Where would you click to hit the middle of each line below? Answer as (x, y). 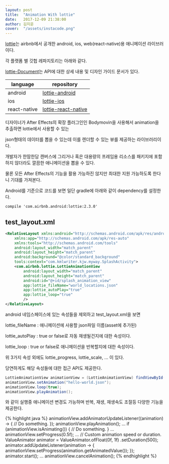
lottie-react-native (65, 109)
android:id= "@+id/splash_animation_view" (67, 281)
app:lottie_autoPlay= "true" (53, 290)
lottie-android (59, 93)
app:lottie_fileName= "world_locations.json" (71, 285)
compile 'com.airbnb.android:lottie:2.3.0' (52, 207)
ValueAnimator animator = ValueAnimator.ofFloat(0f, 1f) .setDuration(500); (82, 440)
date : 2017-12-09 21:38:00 (36, 19)
